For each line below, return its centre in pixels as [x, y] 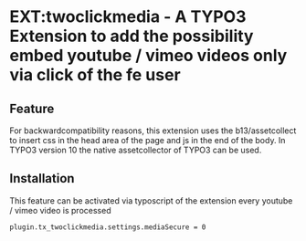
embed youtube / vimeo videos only [148, 56]
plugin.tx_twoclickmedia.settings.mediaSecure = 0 [108, 227]
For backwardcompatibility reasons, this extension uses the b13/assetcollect [153, 131]
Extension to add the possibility [132, 36]
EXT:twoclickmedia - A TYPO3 [128, 17]
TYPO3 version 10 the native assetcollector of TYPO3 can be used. [136, 150]
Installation [42, 178]
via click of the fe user [95, 75]
